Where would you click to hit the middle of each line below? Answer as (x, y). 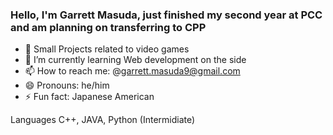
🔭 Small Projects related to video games (107, 49)
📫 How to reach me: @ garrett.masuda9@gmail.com (132, 71)
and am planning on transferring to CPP (108, 27)
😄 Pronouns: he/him (67, 85)
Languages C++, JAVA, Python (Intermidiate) (103, 120)
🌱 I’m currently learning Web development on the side (135, 60)
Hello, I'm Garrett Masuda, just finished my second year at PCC (166, 15)
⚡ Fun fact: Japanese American (89, 97)
